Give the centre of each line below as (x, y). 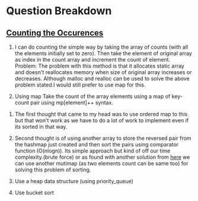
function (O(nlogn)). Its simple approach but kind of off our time (92, 151)
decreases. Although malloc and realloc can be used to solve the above (102, 79)
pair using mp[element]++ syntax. (72, 103)
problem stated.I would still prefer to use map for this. (80, 85)
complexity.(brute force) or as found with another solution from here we (102, 157)
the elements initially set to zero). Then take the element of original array (103, 53)
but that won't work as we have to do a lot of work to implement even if (102, 120)
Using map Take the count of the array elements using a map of (92, 96)
